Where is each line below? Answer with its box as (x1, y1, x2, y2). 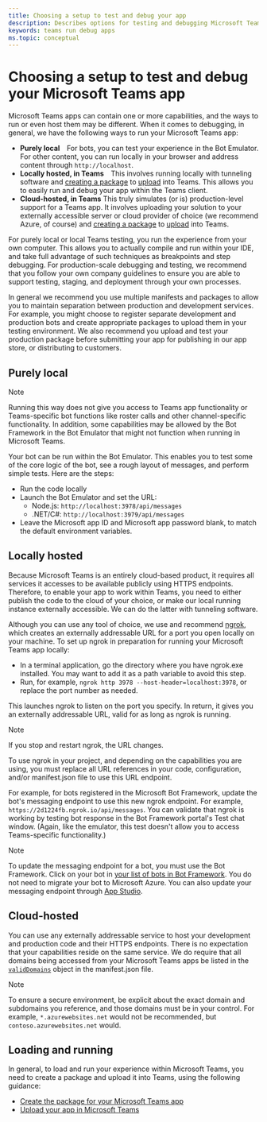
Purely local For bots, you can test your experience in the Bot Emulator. (19, 144, 259, 153)
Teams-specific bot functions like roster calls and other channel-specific (8, 411, 246, 420)
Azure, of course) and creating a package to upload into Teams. (19, 219, 229, 229)
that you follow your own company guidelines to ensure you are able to (8, 269, 241, 278)
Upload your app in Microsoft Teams (19, 1105, 140, 1115)
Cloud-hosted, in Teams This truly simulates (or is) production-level (19, 194, 244, 203)
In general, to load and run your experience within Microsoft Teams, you (8, 1064, 244, 1074)
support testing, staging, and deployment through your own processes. (8, 277, 242, 287)
